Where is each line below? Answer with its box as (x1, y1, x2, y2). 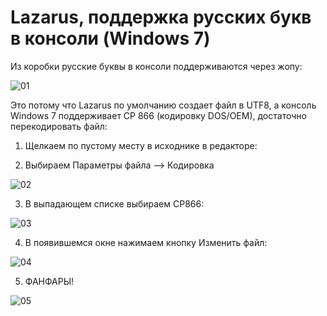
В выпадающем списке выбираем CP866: (24, 197, 205, 210)
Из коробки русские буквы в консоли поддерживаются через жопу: (10, 60, 303, 72)
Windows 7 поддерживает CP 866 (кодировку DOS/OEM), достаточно (10, 109, 307, 121)
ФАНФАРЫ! (24, 275, 75, 287)
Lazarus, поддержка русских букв (10, 6, 312, 29)
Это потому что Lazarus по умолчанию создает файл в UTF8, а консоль (10, 99, 317, 111)
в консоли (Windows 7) (10, 27, 211, 50)
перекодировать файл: (10, 120, 108, 132)
